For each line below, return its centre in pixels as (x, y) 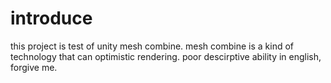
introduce (51, 18)
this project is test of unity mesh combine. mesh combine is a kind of (152, 46)
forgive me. (34, 67)
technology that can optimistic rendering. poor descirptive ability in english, (166, 56)
